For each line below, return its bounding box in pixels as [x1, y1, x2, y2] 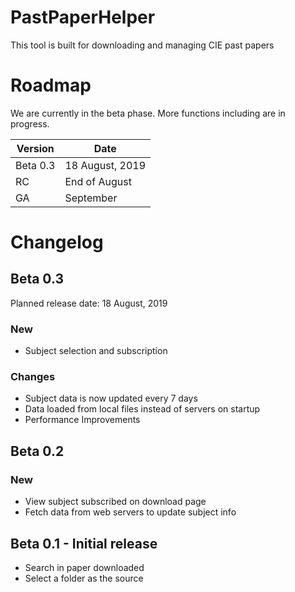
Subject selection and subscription [24, 345, 168, 357]
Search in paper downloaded [24, 561, 145, 573]
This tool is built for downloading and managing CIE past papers [10, 39, 275, 51]
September [64, 191, 118, 205]
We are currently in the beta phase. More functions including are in [10, 107, 286, 119]
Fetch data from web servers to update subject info [24, 506, 237, 518]
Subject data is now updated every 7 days [24, 392, 198, 405]
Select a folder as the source [24, 572, 144, 584]
